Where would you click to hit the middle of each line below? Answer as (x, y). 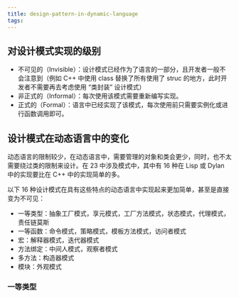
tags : (15, 21)
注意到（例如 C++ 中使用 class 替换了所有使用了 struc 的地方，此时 (122, 78)
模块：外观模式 (39, 267)
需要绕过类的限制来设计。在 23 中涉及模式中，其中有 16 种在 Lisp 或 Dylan (116, 166)
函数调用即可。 (46, 114)
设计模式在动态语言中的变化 (68, 138)
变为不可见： (26, 199)
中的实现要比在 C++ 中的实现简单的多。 (65, 175)
